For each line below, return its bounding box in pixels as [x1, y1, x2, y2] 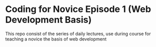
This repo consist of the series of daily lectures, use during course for [5, 30, 151, 36]
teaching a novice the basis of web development [5, 36, 107, 42]
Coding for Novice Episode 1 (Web [5, 3, 151, 15]
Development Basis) [5, 14, 92, 25]
